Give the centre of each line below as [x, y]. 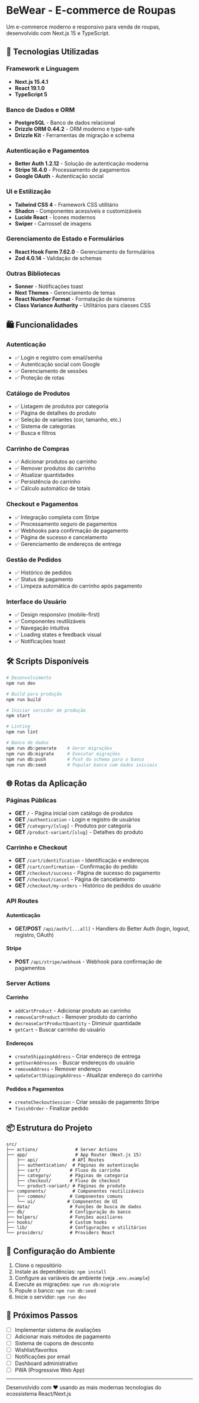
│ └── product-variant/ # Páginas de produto [66, 1186]
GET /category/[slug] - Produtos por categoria [73, 826]
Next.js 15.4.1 [31, 81]
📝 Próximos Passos [42, 1315]
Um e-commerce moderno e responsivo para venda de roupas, [83, 27]
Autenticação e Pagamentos [48, 150]
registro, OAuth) [34, 935]
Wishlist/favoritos [36, 1350]
